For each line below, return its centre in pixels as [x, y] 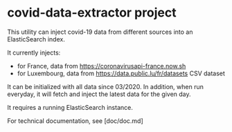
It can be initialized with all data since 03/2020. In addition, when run [106, 86]
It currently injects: [34, 53]
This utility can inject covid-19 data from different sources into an [100, 32]
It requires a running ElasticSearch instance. [70, 107]
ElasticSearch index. [36, 39]
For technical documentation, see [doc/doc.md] [75, 121]
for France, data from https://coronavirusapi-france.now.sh [101, 66]
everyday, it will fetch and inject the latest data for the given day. [99, 94]
